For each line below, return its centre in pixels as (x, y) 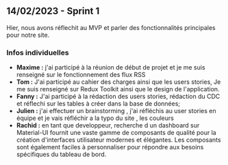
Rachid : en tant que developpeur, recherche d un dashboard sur (108, 125)
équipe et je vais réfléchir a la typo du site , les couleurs (95, 118)
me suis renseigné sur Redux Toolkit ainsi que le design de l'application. (118, 89)
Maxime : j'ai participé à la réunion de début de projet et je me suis (111, 67)
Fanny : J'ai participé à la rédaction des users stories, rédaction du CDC (118, 96)
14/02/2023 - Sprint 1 (53, 11)
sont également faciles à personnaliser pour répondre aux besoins (110, 147)
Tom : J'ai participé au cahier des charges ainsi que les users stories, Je (118, 82)
